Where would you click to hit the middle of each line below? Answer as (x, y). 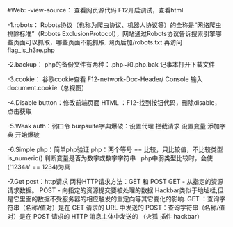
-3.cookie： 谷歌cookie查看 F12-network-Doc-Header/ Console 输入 (105, 79)
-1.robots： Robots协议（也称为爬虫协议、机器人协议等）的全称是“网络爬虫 (114, 25)
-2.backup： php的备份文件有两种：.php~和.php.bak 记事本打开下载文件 (111, 64)
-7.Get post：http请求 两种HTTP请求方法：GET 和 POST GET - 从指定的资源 (115, 182)
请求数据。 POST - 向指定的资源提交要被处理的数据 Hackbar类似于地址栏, (112, 190)
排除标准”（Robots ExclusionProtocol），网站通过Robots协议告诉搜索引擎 (111, 34)
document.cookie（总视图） (48, 88)
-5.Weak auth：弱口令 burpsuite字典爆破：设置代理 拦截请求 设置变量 (107, 126)
